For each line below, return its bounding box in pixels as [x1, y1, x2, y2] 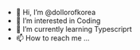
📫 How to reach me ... [15, 33, 90, 43]
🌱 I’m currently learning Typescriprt [15, 25, 133, 33]
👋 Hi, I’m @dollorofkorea [15, 8, 96, 17]
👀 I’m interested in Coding [15, 16, 101, 25]
